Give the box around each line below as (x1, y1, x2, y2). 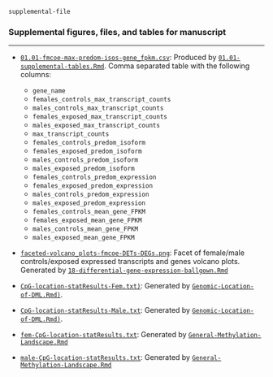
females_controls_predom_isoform (32, 139, 146, 147)
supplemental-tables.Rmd (19, 63, 105, 71)
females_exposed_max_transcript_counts (32, 113, 168, 121)
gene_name (32, 87, 67, 95)
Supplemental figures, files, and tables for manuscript (8, 26, 227, 37)
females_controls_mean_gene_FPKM (32, 208, 146, 216)
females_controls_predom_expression (32, 173, 157, 182)
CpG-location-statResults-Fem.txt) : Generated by (19, 281, 191, 291)
